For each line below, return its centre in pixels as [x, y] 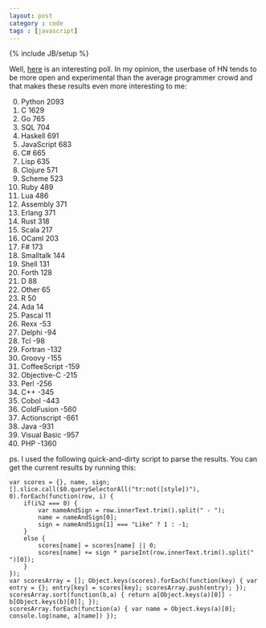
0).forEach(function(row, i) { [61, 497]
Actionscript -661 [49, 418]
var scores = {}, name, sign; [60, 482]
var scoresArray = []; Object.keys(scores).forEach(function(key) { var [133, 581]
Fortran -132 [41, 350]
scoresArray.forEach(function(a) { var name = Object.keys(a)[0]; [123, 609]
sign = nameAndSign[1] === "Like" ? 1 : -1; [114, 525]
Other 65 [35, 289]
